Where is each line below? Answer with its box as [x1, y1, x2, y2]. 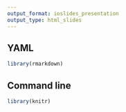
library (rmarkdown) [7, 60, 64, 68]
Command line [7, 80, 71, 91]
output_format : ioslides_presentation [7, 10, 119, 17]
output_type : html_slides [7, 17, 82, 24]
